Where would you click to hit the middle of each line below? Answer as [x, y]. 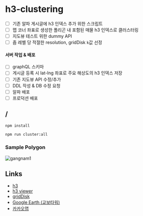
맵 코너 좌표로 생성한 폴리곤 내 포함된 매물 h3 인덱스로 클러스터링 [75, 30]
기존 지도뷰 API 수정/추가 [37, 79]
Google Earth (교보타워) [36, 203]
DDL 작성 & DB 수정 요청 [36, 85]
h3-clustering [34, 9]
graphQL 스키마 [28, 67]
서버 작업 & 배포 [20, 55]
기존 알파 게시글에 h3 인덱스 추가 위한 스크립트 [58, 23]
